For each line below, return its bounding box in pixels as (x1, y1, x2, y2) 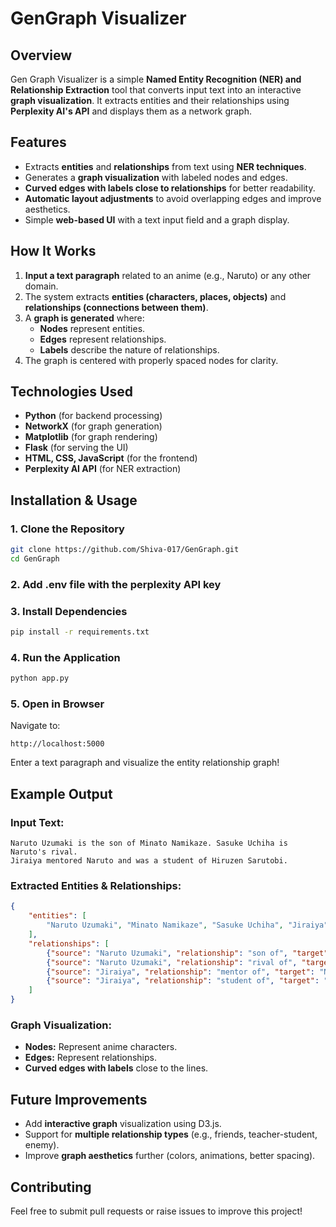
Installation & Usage (10, 492, 138, 509)
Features (10, 134, 67, 151)
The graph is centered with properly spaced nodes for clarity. (24, 354, 279, 366)
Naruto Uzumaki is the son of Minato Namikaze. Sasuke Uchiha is (10, 838, 288, 849)
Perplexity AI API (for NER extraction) (24, 463, 182, 475)
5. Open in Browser (10, 697, 105, 711)
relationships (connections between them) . (24, 301, 209, 313)
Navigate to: (10, 720, 61, 732)
